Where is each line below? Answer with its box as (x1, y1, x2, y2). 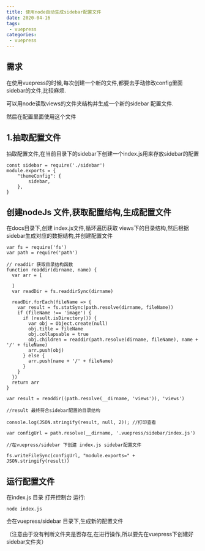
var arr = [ (12, 272, 43, 279)
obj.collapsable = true (28, 332, 89, 338)
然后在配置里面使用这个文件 (6, 113, 76, 120)
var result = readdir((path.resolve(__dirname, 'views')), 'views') (6, 396, 185, 402)
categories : (6, 32, 37, 38)
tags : (6, 20, 20, 26)
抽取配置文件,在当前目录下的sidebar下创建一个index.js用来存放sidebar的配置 (6, 150, 199, 157)
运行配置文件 (6, 476, 55, 487)
